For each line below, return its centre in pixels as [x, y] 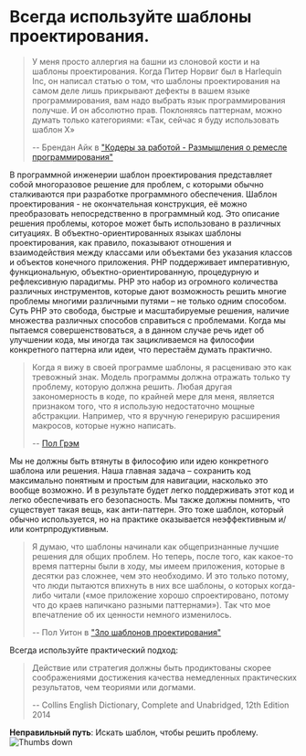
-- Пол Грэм [56, 443]
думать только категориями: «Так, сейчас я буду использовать [156, 120]
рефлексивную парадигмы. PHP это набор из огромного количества [144, 282]
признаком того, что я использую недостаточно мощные [143, 406]
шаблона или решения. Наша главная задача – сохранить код [130, 470]
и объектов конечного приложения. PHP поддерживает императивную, [150, 261]
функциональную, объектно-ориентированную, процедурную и [134, 272]
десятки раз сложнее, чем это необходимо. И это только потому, [160, 575]
